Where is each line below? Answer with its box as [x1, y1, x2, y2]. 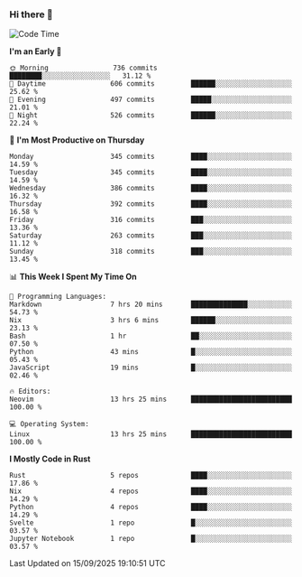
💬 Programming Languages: [9, 293, 106, 302]
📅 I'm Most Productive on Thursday [9, 135, 145, 145]
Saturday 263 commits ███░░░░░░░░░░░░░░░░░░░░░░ [9, 231, 293, 240]
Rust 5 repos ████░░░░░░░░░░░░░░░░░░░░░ [9, 471, 293, 480]
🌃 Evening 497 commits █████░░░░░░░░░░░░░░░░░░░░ [9, 95, 293, 105]
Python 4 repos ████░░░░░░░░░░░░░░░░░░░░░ [9, 503, 293, 512]
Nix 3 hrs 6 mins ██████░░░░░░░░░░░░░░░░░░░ [9, 316, 293, 325]
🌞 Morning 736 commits [9, 63, 158, 73]
